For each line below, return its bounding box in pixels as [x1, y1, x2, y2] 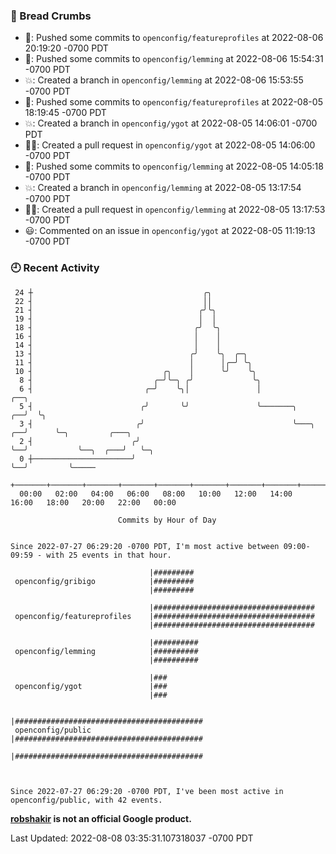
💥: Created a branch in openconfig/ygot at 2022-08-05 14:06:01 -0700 [24, 117, 318, 129]
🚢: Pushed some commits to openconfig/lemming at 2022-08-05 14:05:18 [24, 160, 324, 173]
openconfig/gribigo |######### [14, 576, 195, 586]
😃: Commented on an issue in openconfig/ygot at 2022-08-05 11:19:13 [24, 225, 316, 237]
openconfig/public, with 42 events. [10, 795, 163, 805]
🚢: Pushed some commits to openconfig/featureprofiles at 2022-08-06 [24, 32, 324, 44]
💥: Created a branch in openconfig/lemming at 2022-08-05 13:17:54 [24, 182, 302, 194]
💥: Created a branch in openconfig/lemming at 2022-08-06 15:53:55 [24, 74, 304, 86]
